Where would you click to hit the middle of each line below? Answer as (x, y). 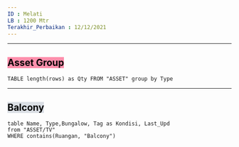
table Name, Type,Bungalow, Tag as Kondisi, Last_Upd (89, 124)
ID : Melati (25, 14)
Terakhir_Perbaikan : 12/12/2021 (57, 27)
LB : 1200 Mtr (28, 21)
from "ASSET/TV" (31, 130)
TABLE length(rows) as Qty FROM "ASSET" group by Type (90, 79)
